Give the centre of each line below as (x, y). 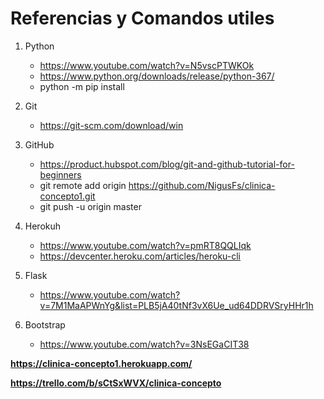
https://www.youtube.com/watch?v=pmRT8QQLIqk (145, 245)
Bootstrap (45, 324)
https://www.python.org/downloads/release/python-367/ (157, 76)
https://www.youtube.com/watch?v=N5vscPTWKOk (147, 65)
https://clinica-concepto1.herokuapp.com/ (101, 363)
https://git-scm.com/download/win (111, 125)
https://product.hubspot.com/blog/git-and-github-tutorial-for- (167, 164)
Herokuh (43, 226)
